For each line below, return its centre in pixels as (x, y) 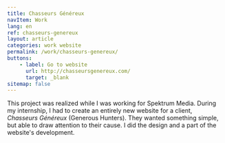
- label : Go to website (54, 65)
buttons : (20, 58)
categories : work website (44, 45)
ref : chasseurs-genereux (43, 33)
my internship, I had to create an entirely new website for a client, (100, 111)
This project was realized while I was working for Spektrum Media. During (112, 103)
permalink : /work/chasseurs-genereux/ (63, 52)
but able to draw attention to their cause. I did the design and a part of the (112, 125)
